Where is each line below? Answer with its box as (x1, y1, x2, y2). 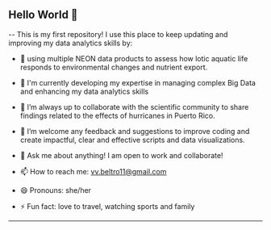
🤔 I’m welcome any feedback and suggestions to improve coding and (19, 126, 250, 136)
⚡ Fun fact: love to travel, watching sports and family (19, 201, 195, 211)
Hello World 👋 (8, 8, 78, 22)
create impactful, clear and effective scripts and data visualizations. (19, 135, 245, 144)
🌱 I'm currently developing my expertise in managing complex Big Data (19, 77, 256, 87)
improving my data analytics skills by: (8, 38, 133, 48)
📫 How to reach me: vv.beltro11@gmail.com (19, 166, 167, 176)
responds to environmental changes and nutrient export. (19, 62, 208, 72)
